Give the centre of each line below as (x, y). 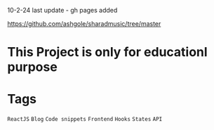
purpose (32, 67)
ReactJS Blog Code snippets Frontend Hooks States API (85, 119)
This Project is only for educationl (108, 52)
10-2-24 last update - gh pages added (62, 10)
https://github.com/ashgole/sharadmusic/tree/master (84, 24)
